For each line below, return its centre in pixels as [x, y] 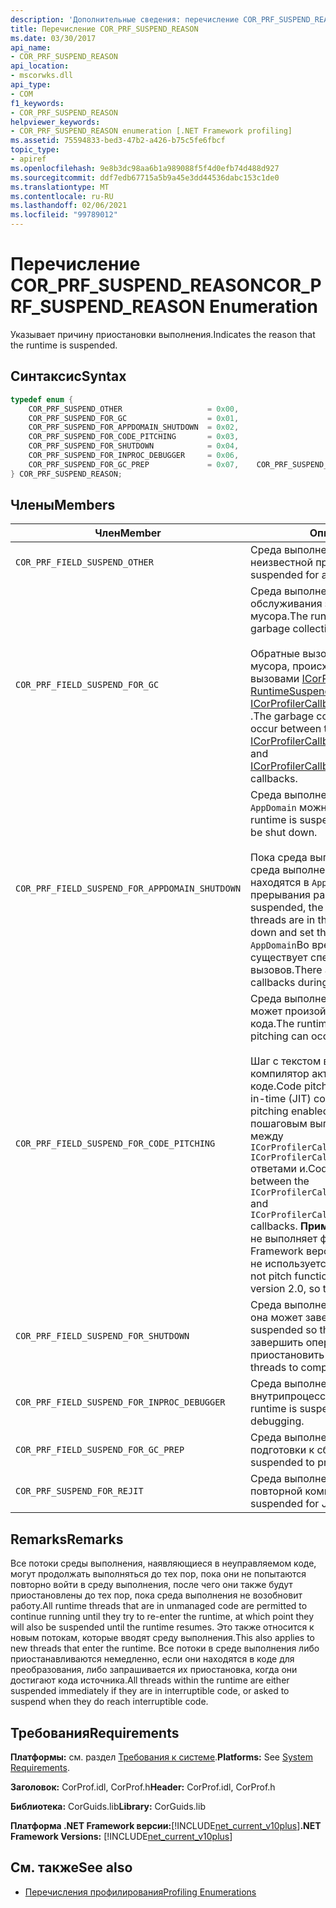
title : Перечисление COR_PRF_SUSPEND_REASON [104, 29]
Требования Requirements [95, 1732]
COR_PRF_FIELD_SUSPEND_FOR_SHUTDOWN [102, 1336]
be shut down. [284, 833]
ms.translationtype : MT [60, 187]
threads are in [283, 920]
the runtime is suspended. [64, 345]
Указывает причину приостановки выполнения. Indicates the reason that [163, 334]
